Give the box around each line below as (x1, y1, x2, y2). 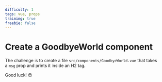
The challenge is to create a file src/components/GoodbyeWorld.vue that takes (5, 58, 158, 64)
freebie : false (5, 20, 36, 26)
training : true (5, 16, 36, 21)
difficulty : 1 (5, 7, 34, 12)
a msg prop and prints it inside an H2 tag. (5, 63, 86, 68)
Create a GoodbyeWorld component (5, 42, 153, 52)
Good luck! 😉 (5, 72, 32, 78)
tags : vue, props (5, 12, 40, 16)
